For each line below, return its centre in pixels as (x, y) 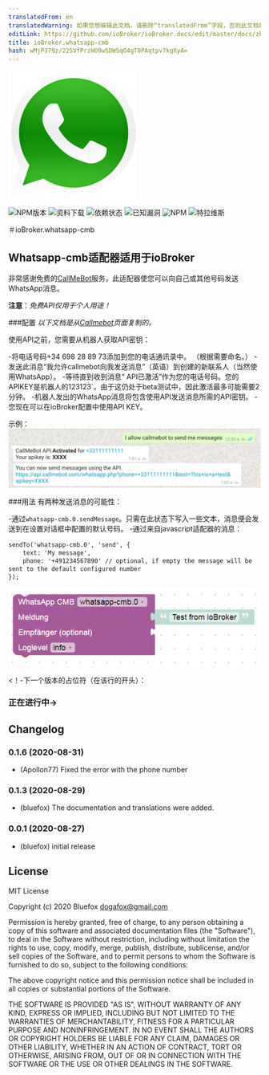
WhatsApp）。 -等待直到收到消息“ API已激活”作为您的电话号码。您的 (127, 377)
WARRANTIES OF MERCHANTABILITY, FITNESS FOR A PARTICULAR (121, 1021)
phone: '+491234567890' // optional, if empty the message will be (137, 561)
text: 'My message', (57, 553)
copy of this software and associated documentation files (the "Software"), (132, 930)
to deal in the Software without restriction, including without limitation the (129, 939)
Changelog (36, 729)
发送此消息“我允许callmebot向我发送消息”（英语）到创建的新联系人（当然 (129, 366)
